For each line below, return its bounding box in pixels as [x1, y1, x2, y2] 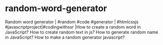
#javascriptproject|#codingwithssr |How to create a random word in [5, 24, 141, 30]
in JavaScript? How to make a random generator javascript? [5, 34, 125, 40]
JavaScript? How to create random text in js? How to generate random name [5, 29, 159, 35]
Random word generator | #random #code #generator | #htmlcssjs [5, 19, 139, 25]
